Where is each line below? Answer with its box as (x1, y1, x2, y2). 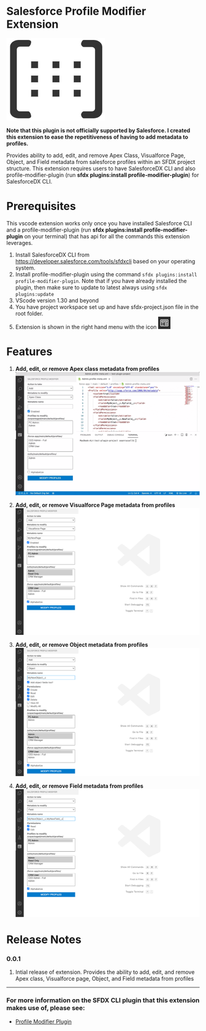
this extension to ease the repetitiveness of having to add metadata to (6, 133, 189, 141)
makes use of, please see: (6, 1004, 85, 1013)
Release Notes (6, 933, 82, 947)
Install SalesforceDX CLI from (15, 251, 90, 259)
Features (6, 345, 53, 359)
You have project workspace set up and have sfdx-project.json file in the (15, 303, 199, 311)
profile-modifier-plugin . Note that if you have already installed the (15, 277, 187, 284)
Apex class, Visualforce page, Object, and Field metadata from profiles (15, 975, 194, 982)
